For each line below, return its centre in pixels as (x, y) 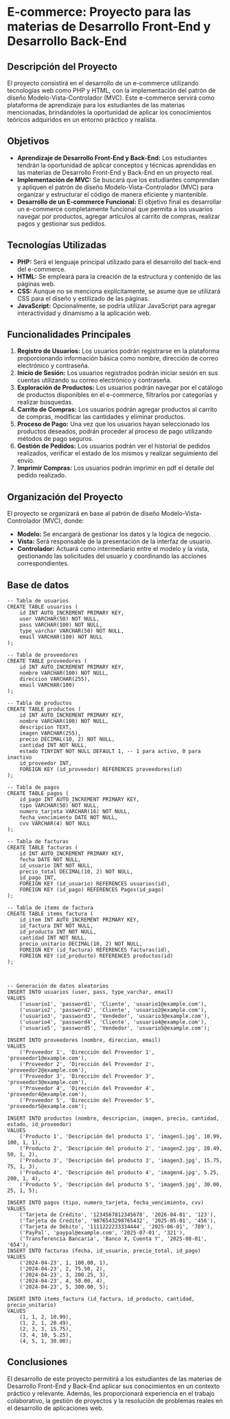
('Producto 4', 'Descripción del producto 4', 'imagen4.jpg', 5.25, (119, 1173)
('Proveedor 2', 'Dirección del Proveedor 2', (87, 1064)
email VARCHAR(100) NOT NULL (61, 637)
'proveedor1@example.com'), (47, 1059)
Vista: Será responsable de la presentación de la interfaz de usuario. (114, 541)
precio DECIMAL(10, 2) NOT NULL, (67, 739)
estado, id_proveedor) (39, 1125)
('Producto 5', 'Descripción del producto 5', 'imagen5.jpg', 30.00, (121, 1185)
